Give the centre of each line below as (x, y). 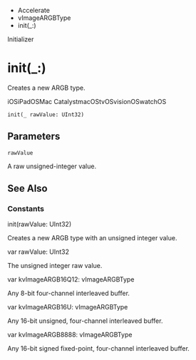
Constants (26, 209)
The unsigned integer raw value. (55, 266)
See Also (27, 189)
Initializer (21, 39)
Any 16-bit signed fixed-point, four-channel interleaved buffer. (99, 349)
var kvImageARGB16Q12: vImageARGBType (71, 279)
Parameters (34, 137)
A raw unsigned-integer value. (52, 166)
